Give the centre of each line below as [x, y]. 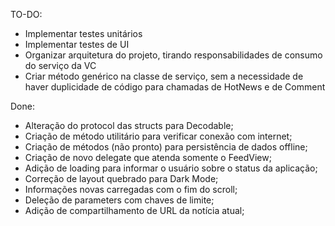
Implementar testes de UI [77, 44]
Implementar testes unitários [83, 33]
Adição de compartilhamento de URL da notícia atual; [134, 210]
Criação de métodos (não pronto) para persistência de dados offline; [166, 147]
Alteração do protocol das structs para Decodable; [129, 125]
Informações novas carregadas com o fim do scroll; [131, 189]
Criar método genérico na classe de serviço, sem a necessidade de [164, 76]
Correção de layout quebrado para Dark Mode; [121, 178]
